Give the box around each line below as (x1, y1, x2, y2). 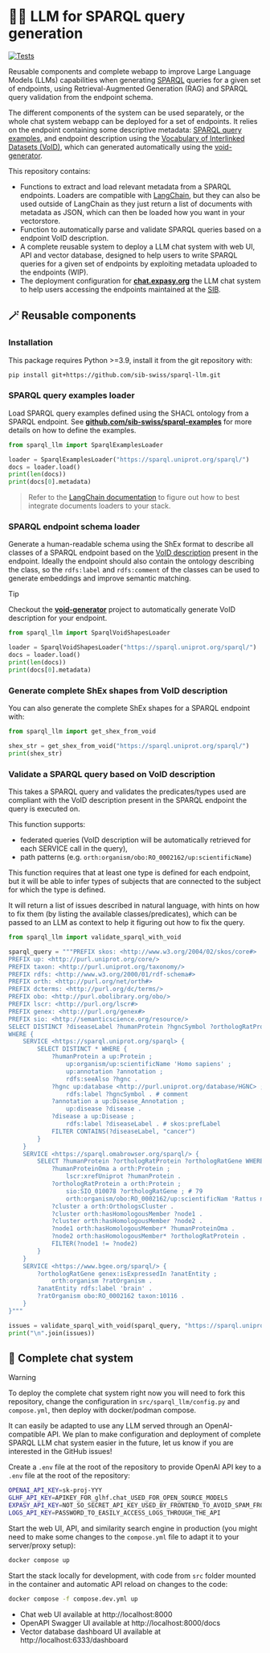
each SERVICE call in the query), (19, 844, 129, 853)
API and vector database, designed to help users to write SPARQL (19, 250, 238, 260)
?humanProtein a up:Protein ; (51, 1052, 153, 1061)
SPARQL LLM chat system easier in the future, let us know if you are (8, 1438, 234, 1448)
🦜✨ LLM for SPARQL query (8, 7, 186, 26)
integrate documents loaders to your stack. (27, 501, 171, 510)
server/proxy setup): (8, 1540, 76, 1550)
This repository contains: (8, 166, 91, 176)
